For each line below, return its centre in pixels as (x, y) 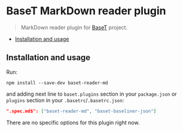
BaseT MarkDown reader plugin (86, 11)
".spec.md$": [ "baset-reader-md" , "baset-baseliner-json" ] (81, 111)
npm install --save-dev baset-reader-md (57, 83)
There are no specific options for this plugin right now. (73, 122)
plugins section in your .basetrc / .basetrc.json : (65, 100)
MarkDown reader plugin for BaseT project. (74, 27)
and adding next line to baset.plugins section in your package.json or (92, 94)
